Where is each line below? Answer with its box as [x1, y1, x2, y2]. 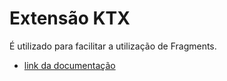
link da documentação [23, 59, 116, 71]
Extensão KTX [9, 7, 131, 30]
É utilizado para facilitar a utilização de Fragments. [9, 40, 217, 52]
